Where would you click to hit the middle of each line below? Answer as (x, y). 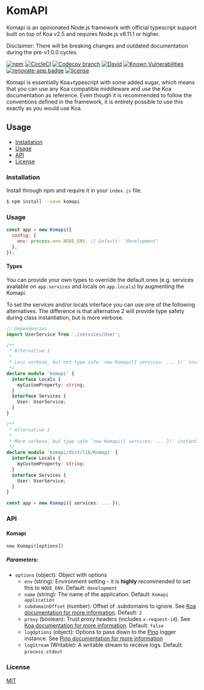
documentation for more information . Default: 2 (83, 613)
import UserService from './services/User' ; (63, 334)
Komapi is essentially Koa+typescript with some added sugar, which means (101, 82)
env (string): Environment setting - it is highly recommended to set (107, 582)
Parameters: (22, 559)
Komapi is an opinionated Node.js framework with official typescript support (102, 27)
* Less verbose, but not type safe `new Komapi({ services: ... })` (97, 362)
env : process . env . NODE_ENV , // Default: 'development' (88, 241)
